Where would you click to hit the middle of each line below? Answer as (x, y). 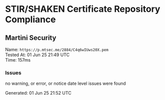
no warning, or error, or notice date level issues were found (66, 83)
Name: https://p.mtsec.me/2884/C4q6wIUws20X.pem (57, 50)
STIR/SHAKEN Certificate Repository (83, 9)
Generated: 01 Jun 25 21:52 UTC (38, 93)
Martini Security (31, 38)
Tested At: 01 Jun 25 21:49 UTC (37, 55)
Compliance (30, 19)
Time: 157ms (18, 60)
